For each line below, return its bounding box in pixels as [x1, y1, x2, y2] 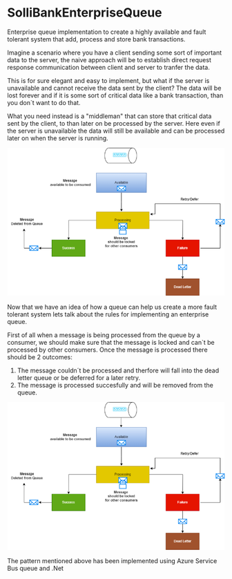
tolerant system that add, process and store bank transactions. [7, 35, 186, 43]
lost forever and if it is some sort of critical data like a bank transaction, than [7, 91, 224, 99]
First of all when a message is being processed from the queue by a [7, 330, 200, 339]
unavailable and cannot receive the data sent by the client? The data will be [7, 84, 222, 92]
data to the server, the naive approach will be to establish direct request [7, 55, 212, 64]
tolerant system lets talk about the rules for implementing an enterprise [7, 310, 209, 319]
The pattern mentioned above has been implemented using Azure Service [7, 557, 217, 565]
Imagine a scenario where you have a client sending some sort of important [7, 48, 222, 57]
